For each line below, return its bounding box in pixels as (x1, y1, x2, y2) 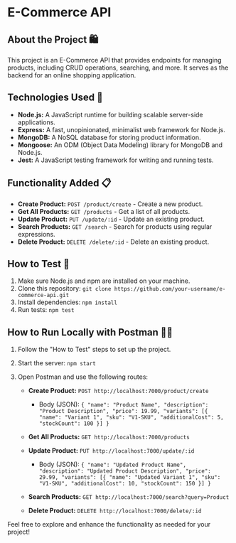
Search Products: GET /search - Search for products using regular (17, 222, 213, 231)
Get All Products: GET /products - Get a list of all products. (17, 207, 191, 215)
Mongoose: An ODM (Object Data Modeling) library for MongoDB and (17, 140, 222, 149)
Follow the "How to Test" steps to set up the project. (17, 345, 171, 354)
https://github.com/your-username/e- (114, 286, 226, 293)
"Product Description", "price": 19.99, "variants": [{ (38, 408, 208, 415)
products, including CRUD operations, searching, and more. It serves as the (7, 63, 229, 72)
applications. (17, 118, 55, 127)
